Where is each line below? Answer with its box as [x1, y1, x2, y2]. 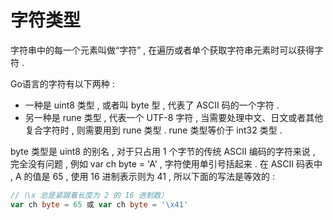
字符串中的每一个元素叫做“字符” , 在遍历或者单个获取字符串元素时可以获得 [10, 44, 315, 56]
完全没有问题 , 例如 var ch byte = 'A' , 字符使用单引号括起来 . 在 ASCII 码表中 [10, 157, 323, 170]
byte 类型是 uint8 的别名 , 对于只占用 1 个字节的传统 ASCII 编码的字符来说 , [10, 145, 316, 157]
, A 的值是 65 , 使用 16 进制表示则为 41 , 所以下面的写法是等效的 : [10, 170, 275, 182]
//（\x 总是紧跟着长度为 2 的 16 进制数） [10, 190, 169, 200]
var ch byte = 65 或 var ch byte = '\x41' [10, 199, 189, 210]
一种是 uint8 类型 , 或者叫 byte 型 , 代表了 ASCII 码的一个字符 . [24, 99, 280, 111]
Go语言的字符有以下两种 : [10, 77, 115, 90]
